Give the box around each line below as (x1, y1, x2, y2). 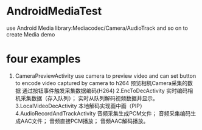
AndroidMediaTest (6, 4, 102, 18)
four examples (6, 52, 81, 66)
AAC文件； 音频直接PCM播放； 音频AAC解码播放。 (20, 117, 149, 125)
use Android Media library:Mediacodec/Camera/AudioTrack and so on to (6, 24, 189, 32)
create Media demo (6, 30, 55, 38)
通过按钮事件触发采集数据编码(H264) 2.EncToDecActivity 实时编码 (22, 87, 188, 94)
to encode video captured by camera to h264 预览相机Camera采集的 (15, 79, 188, 86)
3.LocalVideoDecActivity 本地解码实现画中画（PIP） (15, 102, 146, 109)
